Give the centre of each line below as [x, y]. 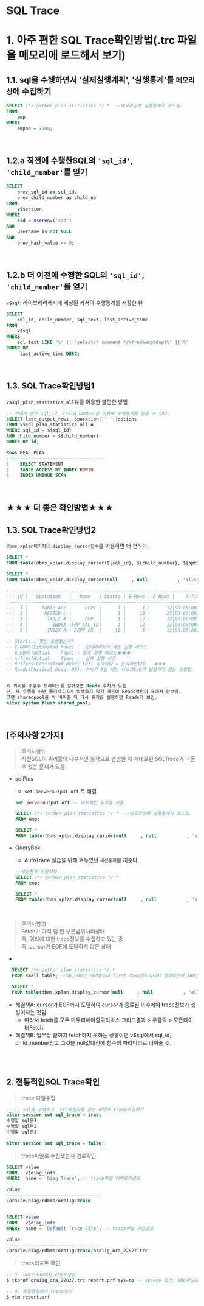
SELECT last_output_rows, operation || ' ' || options [72, 419]
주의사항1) [33, 751]
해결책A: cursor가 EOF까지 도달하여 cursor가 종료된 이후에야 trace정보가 [102, 1005]
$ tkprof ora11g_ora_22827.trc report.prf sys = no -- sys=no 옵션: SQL [96, 1280]
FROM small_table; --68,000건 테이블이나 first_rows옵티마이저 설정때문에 [98, 976]
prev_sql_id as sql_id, [47, 192]
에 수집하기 [32, 91]
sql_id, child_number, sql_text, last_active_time [83, 320]
